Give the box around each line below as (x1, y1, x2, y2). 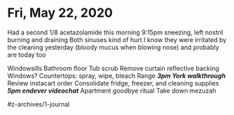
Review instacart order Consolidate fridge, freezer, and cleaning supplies (7, 79, 220, 87)
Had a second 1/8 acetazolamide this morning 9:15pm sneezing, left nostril (7, 28, 223, 36)
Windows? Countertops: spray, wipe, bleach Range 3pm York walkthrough (7, 72, 226, 80)
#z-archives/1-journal (7, 100, 70, 108)
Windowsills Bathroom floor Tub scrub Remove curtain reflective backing (7, 64, 220, 72)
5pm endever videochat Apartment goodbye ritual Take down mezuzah (7, 86, 216, 95)
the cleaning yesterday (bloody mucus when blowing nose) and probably (7, 43, 220, 51)
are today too (7, 50, 47, 59)
